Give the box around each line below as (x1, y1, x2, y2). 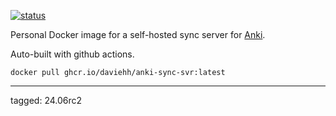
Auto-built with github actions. (10, 48, 135, 60)
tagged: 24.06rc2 (10, 95, 83, 106)
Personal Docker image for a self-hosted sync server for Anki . (10, 29, 266, 40)
